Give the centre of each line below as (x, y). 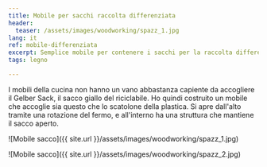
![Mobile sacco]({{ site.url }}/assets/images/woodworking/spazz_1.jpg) (124, 138)
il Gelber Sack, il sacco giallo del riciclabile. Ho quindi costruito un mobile (128, 98)
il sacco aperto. (34, 123)
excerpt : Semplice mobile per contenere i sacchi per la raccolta (120, 52)
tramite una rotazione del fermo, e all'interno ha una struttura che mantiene (131, 115)
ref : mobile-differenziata (53, 45)
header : (21, 23)
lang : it (23, 38)
